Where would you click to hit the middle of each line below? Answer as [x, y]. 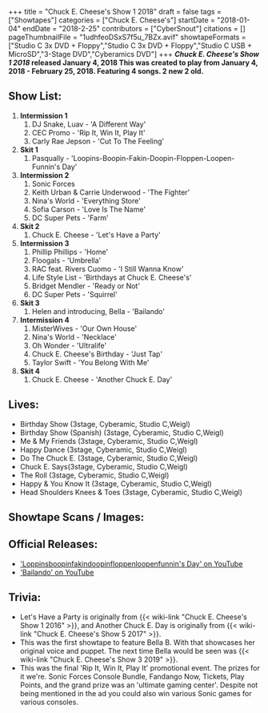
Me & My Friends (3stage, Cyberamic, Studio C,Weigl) [109, 441]
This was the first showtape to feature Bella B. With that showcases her [138, 642]
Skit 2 [30, 226]
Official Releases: [53, 544]
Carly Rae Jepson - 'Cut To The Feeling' [98, 141]
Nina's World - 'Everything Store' [86, 200]
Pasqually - [50, 158]
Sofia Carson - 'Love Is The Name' [89, 209]
